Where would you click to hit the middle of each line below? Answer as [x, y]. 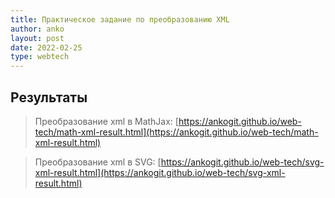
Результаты [49, 97]
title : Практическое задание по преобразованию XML [120, 19]
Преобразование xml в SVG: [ [98, 162]
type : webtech [40, 57]
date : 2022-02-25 [46, 47]
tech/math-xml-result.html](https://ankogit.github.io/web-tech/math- [176, 132]
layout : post [37, 38]
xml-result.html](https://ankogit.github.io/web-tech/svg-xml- [160, 172]
